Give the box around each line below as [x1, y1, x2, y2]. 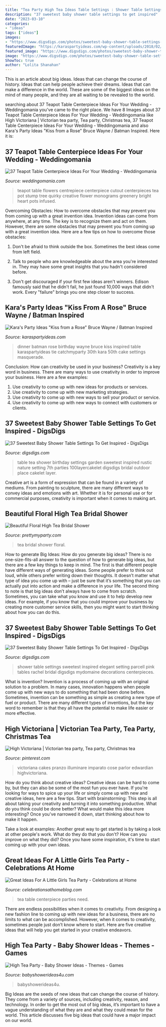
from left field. [12, 249, 41, 255]
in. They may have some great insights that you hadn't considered [12, 264, 147, 270]
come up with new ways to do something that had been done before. [5, 689, 146, 695]
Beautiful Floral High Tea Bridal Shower [5, 509, 128, 518]
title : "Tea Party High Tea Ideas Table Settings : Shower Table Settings [5, 7, 163, 12]
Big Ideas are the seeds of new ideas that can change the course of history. [5, 991, 160, 997]
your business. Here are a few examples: [5, 374, 88, 380]
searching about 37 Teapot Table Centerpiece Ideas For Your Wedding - [5, 102, 152, 108]
